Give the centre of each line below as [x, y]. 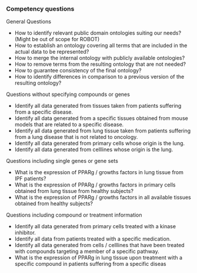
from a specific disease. [44, 112]
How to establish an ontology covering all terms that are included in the [101, 45]
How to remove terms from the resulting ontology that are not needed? [100, 64]
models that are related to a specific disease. [69, 125]
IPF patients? [30, 179]
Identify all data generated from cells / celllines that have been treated [99, 245]
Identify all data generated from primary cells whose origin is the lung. [100, 144]
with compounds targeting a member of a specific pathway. [87, 251]
